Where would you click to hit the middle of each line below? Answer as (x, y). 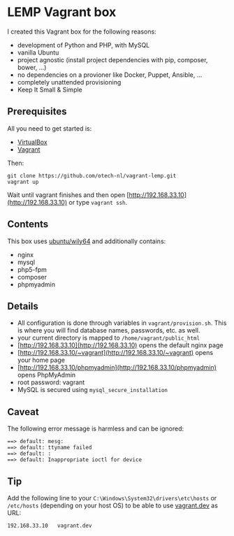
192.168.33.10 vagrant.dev (50, 526)
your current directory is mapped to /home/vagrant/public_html (109, 338)
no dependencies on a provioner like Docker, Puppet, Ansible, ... (110, 75)
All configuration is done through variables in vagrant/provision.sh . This (122, 323)
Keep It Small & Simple (50, 89)
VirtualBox (32, 142)
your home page (41, 360)
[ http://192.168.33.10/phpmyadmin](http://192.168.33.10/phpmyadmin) (117, 368)
